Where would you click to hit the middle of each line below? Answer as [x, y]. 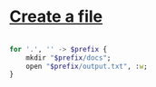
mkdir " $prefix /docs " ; [68, 58]
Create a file [56, 17]
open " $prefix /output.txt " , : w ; [87, 66]
